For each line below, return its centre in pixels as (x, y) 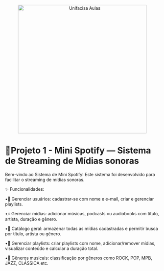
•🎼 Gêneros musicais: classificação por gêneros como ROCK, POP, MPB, (79, 258)
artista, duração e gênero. (31, 219)
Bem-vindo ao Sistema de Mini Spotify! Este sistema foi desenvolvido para (80, 174)
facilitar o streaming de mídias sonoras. (45, 180)
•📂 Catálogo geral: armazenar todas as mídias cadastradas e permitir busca (82, 228)
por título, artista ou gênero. (33, 234)
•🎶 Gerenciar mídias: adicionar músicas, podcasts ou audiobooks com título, (82, 213)
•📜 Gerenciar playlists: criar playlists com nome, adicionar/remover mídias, (80, 243)
